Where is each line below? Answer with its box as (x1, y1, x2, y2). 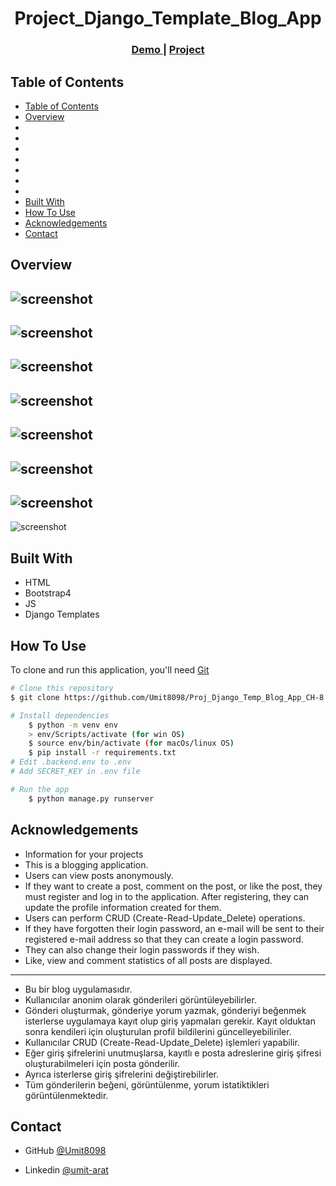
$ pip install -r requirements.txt (28, 748, 177, 758)
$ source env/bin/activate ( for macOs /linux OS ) (28, 738, 235, 749)
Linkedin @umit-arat (24, 1164, 109, 1176)
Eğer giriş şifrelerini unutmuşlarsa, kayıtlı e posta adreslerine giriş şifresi (24, 1047, 322, 1059)
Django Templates (24, 608, 100, 621)
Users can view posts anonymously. (24, 869, 174, 881)
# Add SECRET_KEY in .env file (10, 767, 141, 777)
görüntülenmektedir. (24, 1089, 109, 1101)
